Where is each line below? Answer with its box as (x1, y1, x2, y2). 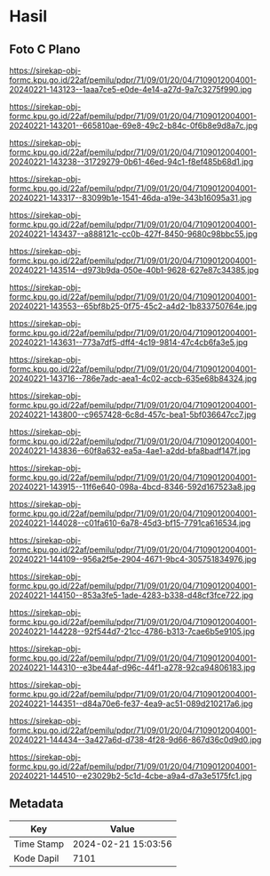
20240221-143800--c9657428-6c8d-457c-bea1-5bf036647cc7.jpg (9, 409, 257, 420)
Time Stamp (13, 838, 65, 850)
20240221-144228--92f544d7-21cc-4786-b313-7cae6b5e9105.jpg (9, 626, 256, 637)
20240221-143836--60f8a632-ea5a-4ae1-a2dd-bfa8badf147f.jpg (9, 446, 251, 455)
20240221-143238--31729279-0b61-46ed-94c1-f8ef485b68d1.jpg (9, 157, 254, 166)
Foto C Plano (9, 42, 81, 57)
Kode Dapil (13, 852, 60, 864)
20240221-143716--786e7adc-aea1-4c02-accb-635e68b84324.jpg (9, 374, 258, 383)
